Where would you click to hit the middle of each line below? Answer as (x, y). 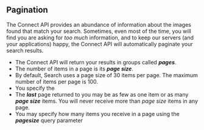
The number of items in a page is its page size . (74, 69)
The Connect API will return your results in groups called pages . (96, 62)
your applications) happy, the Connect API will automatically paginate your (100, 44)
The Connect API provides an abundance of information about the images (99, 24)
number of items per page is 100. (57, 81)
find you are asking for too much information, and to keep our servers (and (100, 37)
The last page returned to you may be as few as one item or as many (102, 94)
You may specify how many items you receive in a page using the (97, 114)
